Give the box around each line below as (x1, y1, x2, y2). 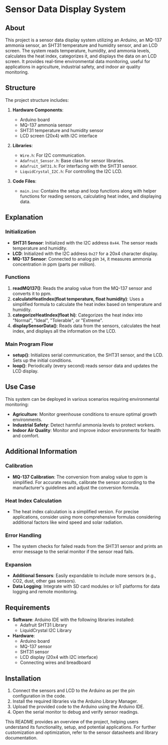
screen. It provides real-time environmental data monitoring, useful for (5, 58, 150, 64)
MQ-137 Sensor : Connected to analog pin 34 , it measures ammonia (12, 256, 151, 262)
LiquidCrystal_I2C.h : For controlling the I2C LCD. (20, 168, 123, 174)
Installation (5, 674, 41, 682)
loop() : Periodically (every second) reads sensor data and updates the (12, 363, 158, 369)
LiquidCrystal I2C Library (20, 628, 72, 634)
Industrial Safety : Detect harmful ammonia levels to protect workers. (12, 422, 155, 428)
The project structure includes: (5, 97, 69, 103)
